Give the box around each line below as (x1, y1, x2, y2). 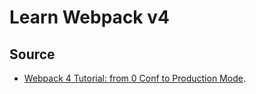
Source (9, 46, 56, 63)
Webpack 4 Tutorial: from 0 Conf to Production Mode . (23, 72, 246, 84)
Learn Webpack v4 (9, 6, 170, 29)
